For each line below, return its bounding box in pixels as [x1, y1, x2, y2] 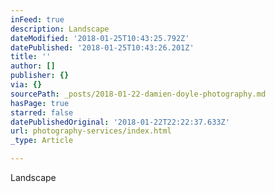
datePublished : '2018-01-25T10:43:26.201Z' [10, 42, 195, 53]
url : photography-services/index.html [10, 126, 172, 136]
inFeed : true [10, 14, 65, 25]
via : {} [10, 80, 43, 90]
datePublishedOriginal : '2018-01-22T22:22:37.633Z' [10, 117, 230, 127]
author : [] [10, 61, 56, 71]
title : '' [10, 52, 52, 62]
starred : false [10, 107, 74, 118]
